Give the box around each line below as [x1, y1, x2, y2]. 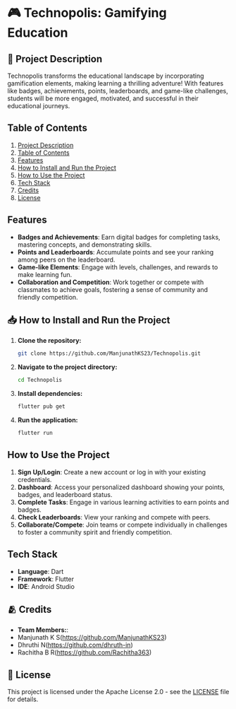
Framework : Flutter [17, 575, 75, 583]
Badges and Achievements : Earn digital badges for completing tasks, [17, 233, 221, 241]
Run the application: [17, 416, 79, 424]
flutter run [17, 430, 53, 437]
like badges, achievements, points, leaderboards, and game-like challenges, [7, 87, 229, 95]
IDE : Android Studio [17, 582, 75, 590]
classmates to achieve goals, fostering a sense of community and [17, 285, 209, 293]
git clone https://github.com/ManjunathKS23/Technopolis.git [17, 350, 201, 357]
